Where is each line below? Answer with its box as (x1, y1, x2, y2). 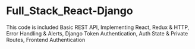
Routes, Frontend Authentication (6, 36, 86, 43)
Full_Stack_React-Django (6, 4, 133, 18)
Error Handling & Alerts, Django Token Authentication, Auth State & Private (6, 30, 188, 37)
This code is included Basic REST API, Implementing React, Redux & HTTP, (6, 24, 190, 31)
